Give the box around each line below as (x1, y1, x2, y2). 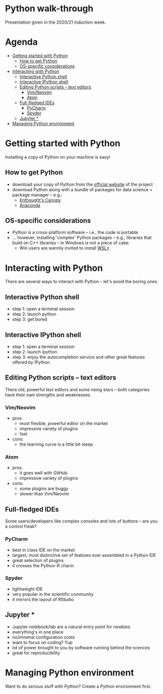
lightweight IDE (12, 586, 43, 592)
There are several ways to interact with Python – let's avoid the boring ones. (5, 279, 159, 285)
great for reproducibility (12, 650, 60, 656)
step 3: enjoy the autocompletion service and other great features (12, 354, 145, 360)
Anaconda (19, 202, 41, 208)
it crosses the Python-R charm (12, 562, 74, 568)
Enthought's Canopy (19, 197, 61, 203)
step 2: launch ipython (12, 349, 58, 354)
